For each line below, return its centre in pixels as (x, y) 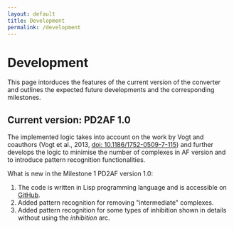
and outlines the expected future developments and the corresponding (111, 90)
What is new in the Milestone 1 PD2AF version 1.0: (80, 174)
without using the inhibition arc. (64, 218)
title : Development (36, 21)
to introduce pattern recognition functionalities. (76, 160)
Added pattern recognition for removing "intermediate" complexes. (116, 203)
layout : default (31, 14)
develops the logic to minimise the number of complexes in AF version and (117, 152)
